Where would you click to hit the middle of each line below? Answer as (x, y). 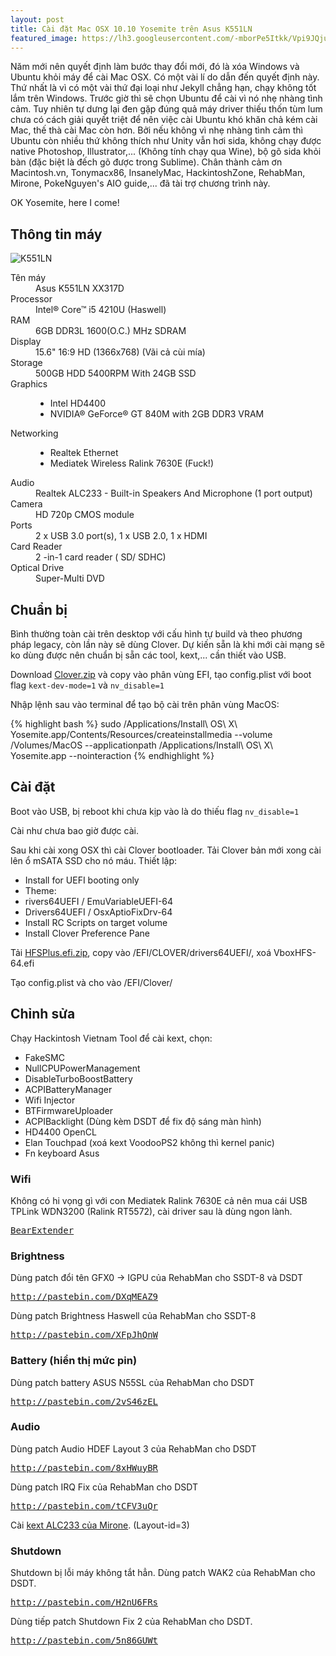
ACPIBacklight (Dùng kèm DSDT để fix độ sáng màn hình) (143, 1121)
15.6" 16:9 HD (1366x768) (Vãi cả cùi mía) (120, 352)
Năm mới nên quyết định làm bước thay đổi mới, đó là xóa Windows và (155, 67)
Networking (34, 433)
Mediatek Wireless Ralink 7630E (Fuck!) (131, 463)
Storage (26, 363)
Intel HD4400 (78, 403)
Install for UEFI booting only (82, 880)
